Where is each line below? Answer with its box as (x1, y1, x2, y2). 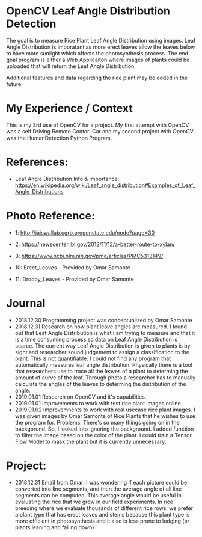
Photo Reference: (6, 209, 95, 222)
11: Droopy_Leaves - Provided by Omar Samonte (14, 275, 134, 283)
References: (6, 155, 69, 169)
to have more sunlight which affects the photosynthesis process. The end (6, 49, 188, 57)
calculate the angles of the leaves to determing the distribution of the (14, 380, 186, 387)
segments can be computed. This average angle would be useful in (14, 491, 182, 499)
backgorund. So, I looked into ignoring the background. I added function (14, 425, 194, 432)
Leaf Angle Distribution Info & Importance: (14, 175, 120, 182)
